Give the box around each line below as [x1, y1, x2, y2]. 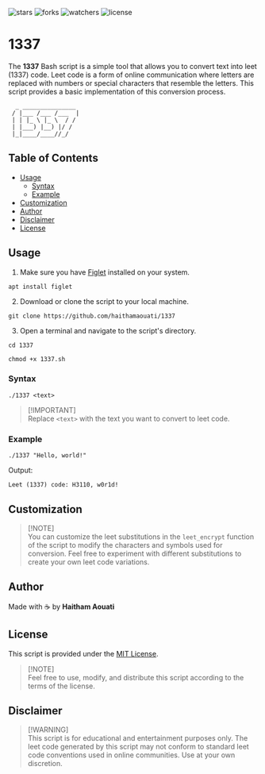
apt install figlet [8, 283, 73, 291]
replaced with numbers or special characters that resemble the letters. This [8, 78, 254, 87]
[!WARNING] [27, 725, 69, 734]
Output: [8, 465, 33, 476]
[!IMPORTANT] [27, 405, 77, 414]
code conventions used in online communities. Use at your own [27, 750, 236, 760]
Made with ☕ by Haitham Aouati [8, 602, 115, 611]
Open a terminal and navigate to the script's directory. [19, 325, 197, 335]
